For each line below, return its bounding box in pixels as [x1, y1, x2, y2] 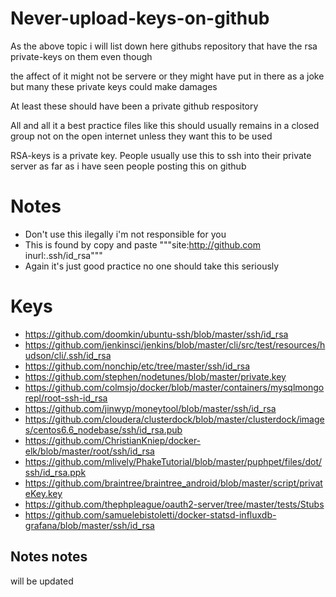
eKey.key [24, 487, 63, 499]
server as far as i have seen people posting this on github [10, 160, 247, 172]
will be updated [10, 575, 74, 587]
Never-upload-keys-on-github [10, 7, 270, 30]
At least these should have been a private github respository [10, 100, 259, 112]
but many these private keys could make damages [10, 80, 218, 92]
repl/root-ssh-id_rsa [24, 392, 108, 404]
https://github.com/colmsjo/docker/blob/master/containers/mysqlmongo [24, 381, 325, 393]
